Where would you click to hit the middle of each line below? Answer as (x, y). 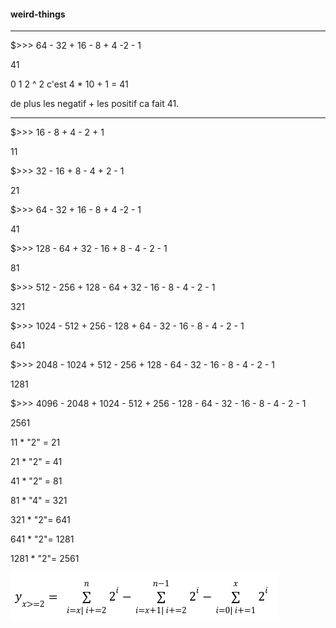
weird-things (38, 14)
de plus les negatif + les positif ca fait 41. (95, 104)
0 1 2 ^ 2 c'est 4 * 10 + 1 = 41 (69, 84)
